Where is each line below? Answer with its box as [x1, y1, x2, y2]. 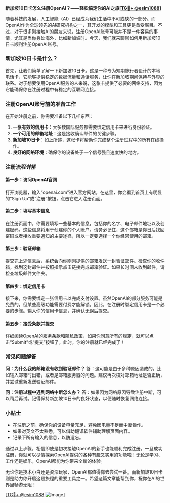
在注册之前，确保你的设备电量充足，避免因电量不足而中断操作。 [12, 422, 146, 428]
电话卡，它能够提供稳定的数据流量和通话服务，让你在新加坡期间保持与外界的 [5, 74, 165, 80]
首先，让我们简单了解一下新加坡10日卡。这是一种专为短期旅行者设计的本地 [5, 68, 161, 74]
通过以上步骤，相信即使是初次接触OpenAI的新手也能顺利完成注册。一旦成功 [5, 446, 163, 452]
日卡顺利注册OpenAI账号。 [5, 41, 61, 47]
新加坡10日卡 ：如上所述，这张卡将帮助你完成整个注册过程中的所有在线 [12, 137, 160, 143]
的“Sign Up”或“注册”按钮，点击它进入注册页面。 [5, 195, 105, 201]
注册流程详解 [5, 163, 37, 170]
